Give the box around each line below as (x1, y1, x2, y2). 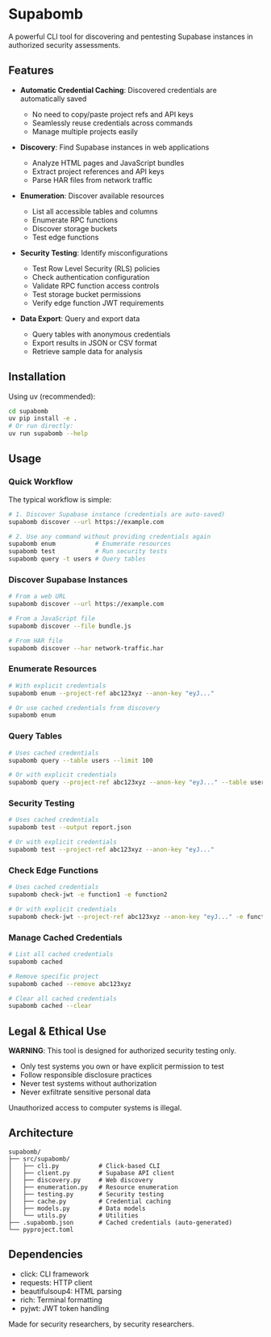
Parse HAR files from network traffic (31, 175, 153, 184)
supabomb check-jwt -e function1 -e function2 (8, 891, 168, 899)
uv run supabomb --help (8, 429, 89, 438)
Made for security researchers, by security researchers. (8, 1319, 195, 1329)
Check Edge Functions (8, 865, 99, 876)
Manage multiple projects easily (31, 126, 139, 136)
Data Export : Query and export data (19, 313, 140, 324)
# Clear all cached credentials (8, 994, 117, 1003)
